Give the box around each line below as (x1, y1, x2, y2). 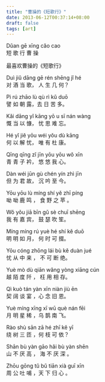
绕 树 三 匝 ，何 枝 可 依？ (6, 331, 70, 338)
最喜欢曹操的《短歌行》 (6, 62, 64, 69)
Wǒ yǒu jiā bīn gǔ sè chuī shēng (6, 208, 85, 216)
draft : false (6, 20, 39, 26)
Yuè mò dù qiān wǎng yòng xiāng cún (6, 266, 100, 274)
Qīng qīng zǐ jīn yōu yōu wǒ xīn (6, 151, 83, 158)
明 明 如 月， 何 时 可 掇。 (6, 235, 70, 242)
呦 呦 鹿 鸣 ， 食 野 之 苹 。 (6, 196, 73, 204)
